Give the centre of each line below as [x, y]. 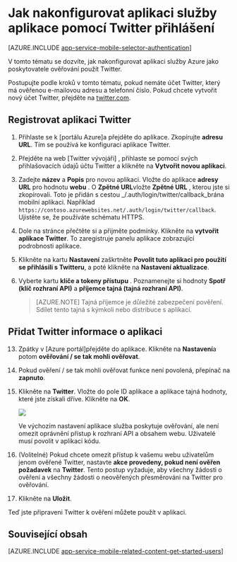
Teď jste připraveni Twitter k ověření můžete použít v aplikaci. [97, 512]
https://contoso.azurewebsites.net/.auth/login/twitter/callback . [117, 210]
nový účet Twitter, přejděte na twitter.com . [69, 98]
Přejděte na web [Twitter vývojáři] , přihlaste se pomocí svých [108, 158]
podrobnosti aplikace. [50, 246]
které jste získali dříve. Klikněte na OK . [74, 398]
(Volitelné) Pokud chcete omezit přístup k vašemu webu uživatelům [116, 454]
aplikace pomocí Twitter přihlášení [111, 28]
